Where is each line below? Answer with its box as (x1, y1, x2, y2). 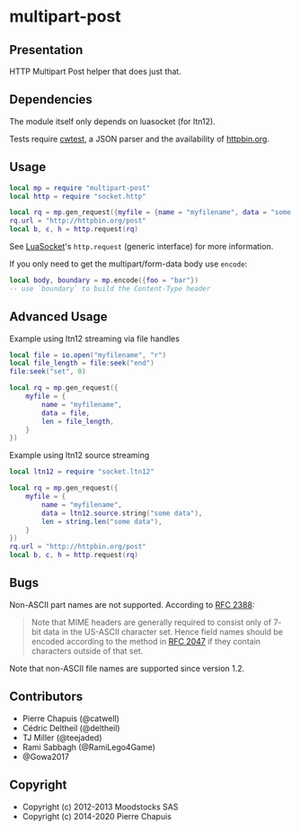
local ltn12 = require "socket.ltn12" (9, 467, 154, 476)
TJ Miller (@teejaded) (22, 732, 102, 743)
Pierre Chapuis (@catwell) (22, 713, 119, 724)
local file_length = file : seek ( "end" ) (9, 358, 154, 368)
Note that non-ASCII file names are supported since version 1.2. (9, 663, 245, 673)
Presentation (9, 42, 84, 58)
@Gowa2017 (22, 751, 70, 762)
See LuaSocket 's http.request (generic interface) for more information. (9, 241, 274, 251)
